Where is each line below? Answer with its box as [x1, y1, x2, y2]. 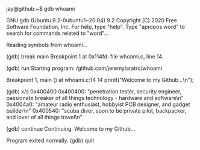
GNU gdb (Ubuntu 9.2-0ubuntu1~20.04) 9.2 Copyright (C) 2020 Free [6, 17, 178, 23]
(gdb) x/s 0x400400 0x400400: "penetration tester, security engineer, [6, 88, 182, 95]
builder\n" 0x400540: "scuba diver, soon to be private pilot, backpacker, [6, 107, 187, 114]
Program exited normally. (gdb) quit [6, 137, 95, 144]
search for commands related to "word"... [6, 30, 109, 37]
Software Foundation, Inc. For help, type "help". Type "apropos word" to [6, 23, 186, 30]
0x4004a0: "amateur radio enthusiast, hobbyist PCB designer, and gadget [6, 101, 190, 108]
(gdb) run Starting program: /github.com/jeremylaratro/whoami [6, 64, 163, 72]
